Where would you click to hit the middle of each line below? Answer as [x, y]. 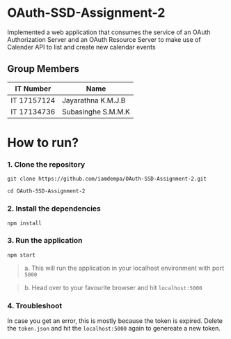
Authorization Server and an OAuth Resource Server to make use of [104, 39]
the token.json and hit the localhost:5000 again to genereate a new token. [114, 329]
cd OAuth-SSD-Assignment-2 [46, 191]
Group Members [43, 69]
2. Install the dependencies [54, 209]
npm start [22, 255]
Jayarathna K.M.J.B [94, 100]
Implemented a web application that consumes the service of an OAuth [109, 32]
